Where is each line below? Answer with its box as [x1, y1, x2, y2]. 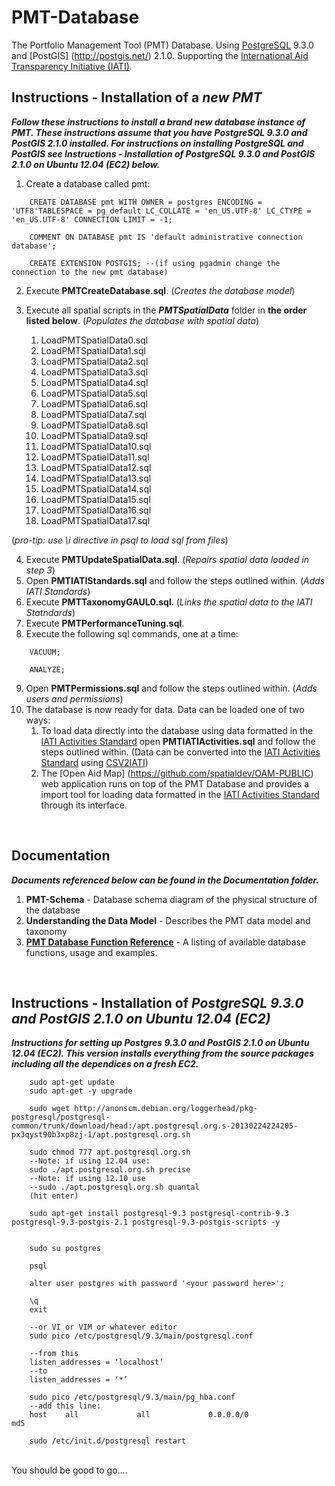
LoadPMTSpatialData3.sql [40, 366, 149, 378]
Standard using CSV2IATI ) [40, 756, 149, 768]
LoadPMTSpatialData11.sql [40, 451, 150, 463]
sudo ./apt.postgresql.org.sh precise [29, 1165, 191, 1175]
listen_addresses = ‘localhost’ [29, 1357, 164, 1368]
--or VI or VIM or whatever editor [29, 1322, 178, 1333]
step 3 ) [25, 564, 56, 576]
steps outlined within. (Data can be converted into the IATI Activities [40, 746, 321, 758]
